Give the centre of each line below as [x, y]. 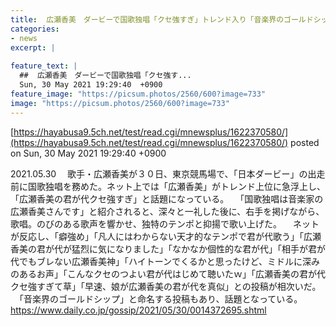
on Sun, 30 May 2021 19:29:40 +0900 [88, 153]
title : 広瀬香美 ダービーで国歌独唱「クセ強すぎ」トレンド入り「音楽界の [147, 19]
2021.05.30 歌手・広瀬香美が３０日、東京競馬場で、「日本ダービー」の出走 [168, 173]
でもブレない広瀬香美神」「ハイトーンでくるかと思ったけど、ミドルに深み [169, 261]
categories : [35, 29]
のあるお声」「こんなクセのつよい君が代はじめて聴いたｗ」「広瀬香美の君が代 [168, 273]
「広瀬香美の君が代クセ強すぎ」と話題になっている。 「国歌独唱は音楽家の [167, 198]
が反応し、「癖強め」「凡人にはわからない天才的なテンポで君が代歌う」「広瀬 [166, 236]
